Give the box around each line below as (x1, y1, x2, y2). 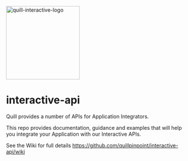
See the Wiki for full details (6, 142, 72, 149)
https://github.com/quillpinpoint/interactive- (72, 142, 179, 149)
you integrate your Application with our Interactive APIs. (6, 130, 142, 137)
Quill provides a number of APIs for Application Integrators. (6, 113, 149, 120)
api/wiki (6, 148, 25, 155)
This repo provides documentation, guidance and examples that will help (6, 124, 182, 131)
